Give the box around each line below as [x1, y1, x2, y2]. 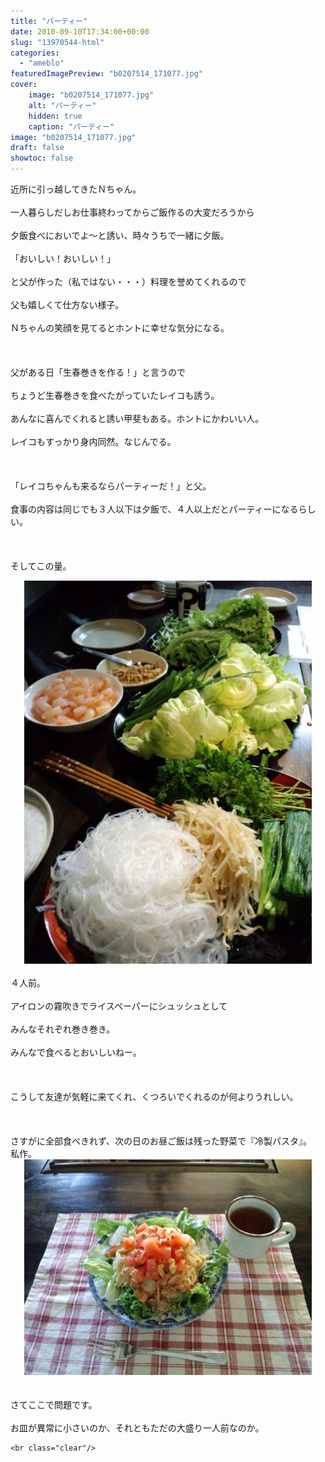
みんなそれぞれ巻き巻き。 [10, 1023, 116, 1035]
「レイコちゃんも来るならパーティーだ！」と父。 [10, 480, 212, 492]
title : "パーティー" [10, 16, 88, 26]
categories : [10, 48, 60, 58]
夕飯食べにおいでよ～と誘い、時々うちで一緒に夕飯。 [10, 230, 230, 241]
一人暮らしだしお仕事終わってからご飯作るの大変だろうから [10, 206, 255, 218]
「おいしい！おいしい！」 [10, 253, 116, 264]
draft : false [10, 143, 65, 153]
